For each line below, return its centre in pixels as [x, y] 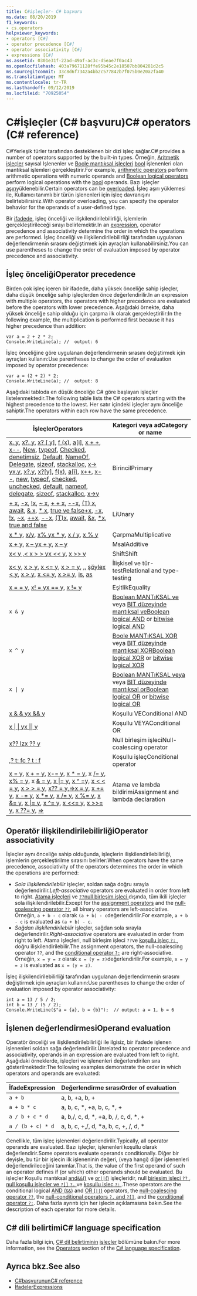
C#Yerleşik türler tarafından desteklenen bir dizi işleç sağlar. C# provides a [96, 151]
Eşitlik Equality [131, 587]
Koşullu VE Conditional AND [150, 713]
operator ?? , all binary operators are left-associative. [106, 909]
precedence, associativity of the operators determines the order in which [94, 867]
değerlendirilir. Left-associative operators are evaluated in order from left [102, 890]
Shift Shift [125, 554]
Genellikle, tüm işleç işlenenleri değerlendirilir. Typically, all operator [87, 1141]
